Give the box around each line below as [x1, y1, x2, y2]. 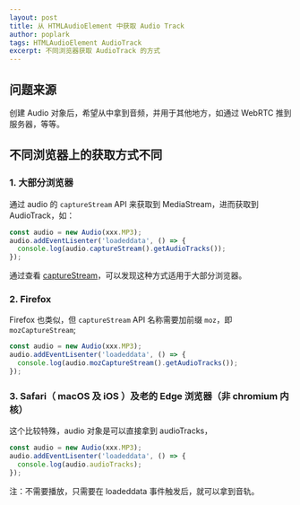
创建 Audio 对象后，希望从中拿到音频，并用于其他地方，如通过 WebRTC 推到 [9, 107, 292, 118]
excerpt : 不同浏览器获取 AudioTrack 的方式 [9, 47, 161, 56]
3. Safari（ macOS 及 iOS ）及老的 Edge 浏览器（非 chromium [9, 389, 279, 402]
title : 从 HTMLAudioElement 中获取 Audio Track [9, 22, 185, 30]
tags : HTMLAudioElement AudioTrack [9, 38, 142, 48]
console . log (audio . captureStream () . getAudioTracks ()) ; [17, 244, 227, 254]
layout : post [9, 13, 58, 22]
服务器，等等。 [9, 118, 64, 129]
